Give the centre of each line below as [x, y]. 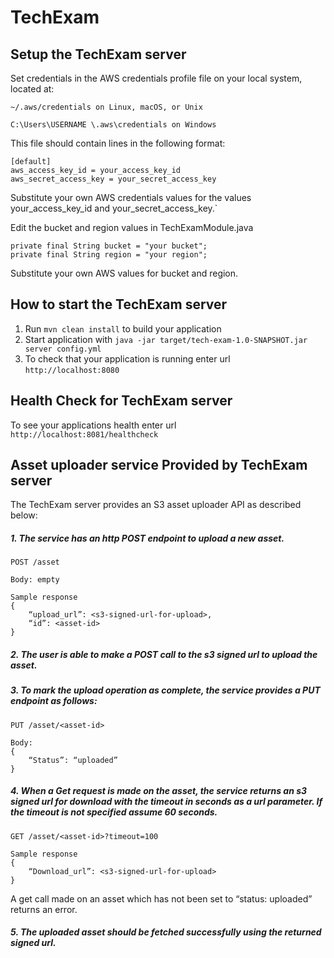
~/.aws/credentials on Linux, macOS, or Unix [106, 107]
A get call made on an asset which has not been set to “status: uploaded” [161, 898]
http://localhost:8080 [72, 370]
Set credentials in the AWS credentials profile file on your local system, [156, 78]
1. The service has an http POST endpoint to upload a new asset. [147, 538]
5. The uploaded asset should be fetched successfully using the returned [166, 932]
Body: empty [35, 580]
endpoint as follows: [54, 701]
